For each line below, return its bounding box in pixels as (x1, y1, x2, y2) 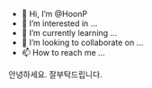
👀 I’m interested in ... (21, 18, 98, 29)
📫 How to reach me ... (21, 48, 105, 57)
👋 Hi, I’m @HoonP (21, 9, 87, 19)
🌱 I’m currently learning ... (21, 28, 118, 38)
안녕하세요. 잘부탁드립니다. (8, 69, 103, 80)
